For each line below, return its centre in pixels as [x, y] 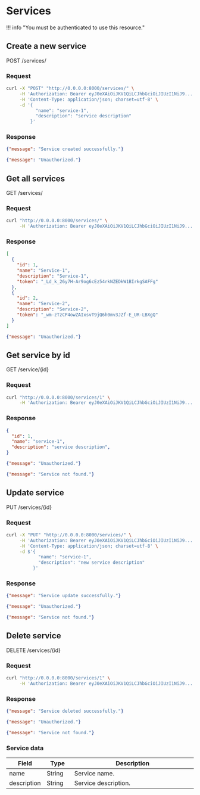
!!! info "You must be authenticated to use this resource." [75, 27]
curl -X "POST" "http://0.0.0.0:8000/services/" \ [70, 88]
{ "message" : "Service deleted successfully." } [65, 711]
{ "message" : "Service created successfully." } [65, 149]
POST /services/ [26, 60]
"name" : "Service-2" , [43, 304]
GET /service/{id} [28, 369]
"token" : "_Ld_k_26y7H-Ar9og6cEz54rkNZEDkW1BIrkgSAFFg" [88, 281]
